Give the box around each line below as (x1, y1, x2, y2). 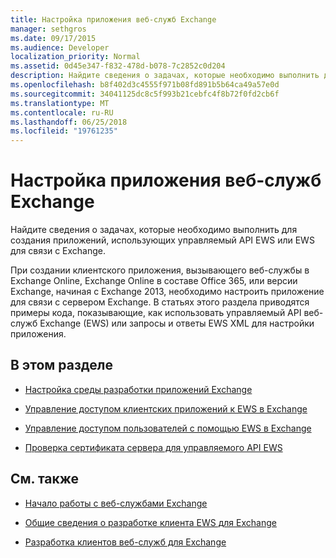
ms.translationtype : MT (10, 98, 110, 108)
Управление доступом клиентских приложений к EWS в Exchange (24, 402, 308, 415)
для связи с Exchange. (10, 245, 107, 257)
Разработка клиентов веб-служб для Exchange (24, 536, 227, 548)
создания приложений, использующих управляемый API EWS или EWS (10, 234, 315, 246)
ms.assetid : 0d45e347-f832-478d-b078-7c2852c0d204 (10, 61, 226, 71)
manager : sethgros (10, 24, 87, 34)
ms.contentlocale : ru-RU (10, 107, 114, 118)
